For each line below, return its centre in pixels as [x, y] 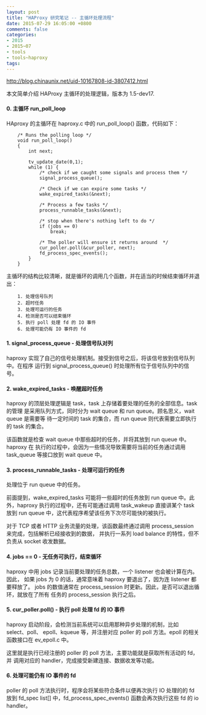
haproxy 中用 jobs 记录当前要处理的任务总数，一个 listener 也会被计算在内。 [102, 572]
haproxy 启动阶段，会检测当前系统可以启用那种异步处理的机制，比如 [93, 624]
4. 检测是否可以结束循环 [44, 316]
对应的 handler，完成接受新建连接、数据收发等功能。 [90, 660]
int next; [41, 151]
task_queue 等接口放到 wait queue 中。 [56, 455]
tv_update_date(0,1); [56, 162]
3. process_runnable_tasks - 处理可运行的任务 [66, 470]
